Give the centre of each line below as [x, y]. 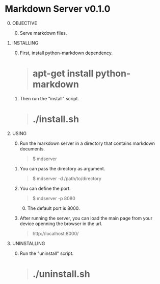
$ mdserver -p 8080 [54, 198]
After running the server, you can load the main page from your [86, 218]
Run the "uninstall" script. [47, 253]
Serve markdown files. [43, 33]
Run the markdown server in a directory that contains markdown [87, 143]
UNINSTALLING [29, 243]
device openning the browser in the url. [61, 224]
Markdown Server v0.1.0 [58, 9]
